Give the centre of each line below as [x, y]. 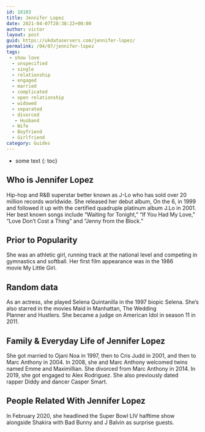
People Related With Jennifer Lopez [76, 401]
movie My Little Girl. [32, 268]
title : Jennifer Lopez [35, 18]
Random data [32, 287]
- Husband [27, 120]
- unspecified [30, 63]
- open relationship [38, 98]
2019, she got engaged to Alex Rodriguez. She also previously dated [92, 375]
